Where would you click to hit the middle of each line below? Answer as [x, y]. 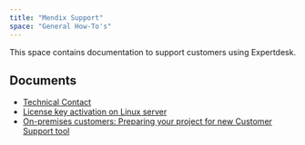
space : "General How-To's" [61, 26]
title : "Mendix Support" [56, 18]
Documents [43, 80]
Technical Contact [57, 102]
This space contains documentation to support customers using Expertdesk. [153, 52]
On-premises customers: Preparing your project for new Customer [147, 121]
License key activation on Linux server [95, 112]
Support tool [46, 131]
